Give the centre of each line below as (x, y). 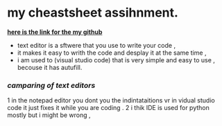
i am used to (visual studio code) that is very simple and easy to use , (116, 60)
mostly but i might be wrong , (49, 115)
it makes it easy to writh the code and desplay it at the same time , (112, 53)
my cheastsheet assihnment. (93, 13)
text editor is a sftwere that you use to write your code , (96, 45)
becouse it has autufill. (50, 67)
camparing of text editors (51, 85)
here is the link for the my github (55, 32)
